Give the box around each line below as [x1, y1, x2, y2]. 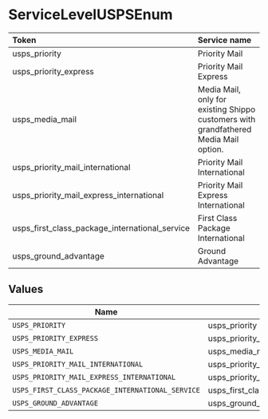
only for [197, 93, 227, 105]
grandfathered [197, 124, 252, 135]
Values [8, 283, 44, 296]
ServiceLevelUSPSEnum [8, 6, 173, 24]
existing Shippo [197, 104, 256, 115]
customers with [197, 113, 256, 125]
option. [197, 144, 224, 155]
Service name [197, 34, 252, 45]
